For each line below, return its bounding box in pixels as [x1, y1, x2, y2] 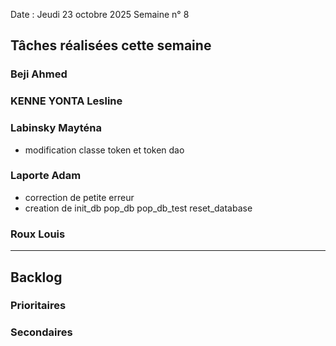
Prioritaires [10, 299, 67, 313]
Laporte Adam [10, 169, 82, 183]
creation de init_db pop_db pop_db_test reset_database [24, 202, 253, 214]
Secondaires [10, 325, 73, 339]
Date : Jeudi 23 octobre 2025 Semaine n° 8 [10, 9, 190, 20]
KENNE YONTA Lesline [10, 94, 123, 108]
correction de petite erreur [24, 191, 135, 203]
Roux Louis [10, 227, 66, 241]
